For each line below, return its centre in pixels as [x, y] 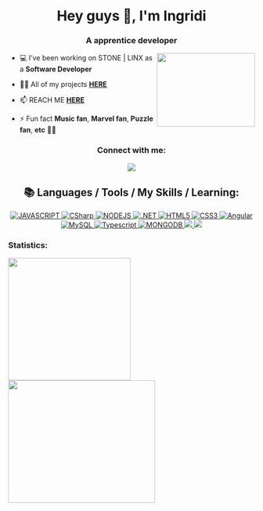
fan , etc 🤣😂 [38, 130]
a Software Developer [56, 69]
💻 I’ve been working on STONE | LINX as [86, 58]
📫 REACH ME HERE [52, 100]
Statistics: [28, 245]
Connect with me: [131, 150]
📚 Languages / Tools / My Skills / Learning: [131, 192]
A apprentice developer [131, 41]
